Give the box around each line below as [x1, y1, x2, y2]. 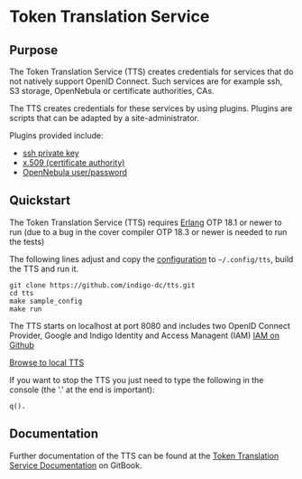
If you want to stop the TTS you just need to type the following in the [9, 374, 264, 385]
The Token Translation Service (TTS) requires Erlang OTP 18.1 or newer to [9, 217, 282, 228]
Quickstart [9, 193, 71, 209]
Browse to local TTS [9, 357, 85, 368]
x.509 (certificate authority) [22, 157, 125, 168]
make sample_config [9, 296, 83, 305]
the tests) [9, 236, 45, 247]
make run [9, 305, 42, 314]
